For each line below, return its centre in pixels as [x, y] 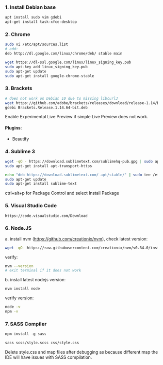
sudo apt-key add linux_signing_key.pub [47, 67]
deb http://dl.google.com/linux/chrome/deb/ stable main [64, 54]
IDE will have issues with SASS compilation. [49, 357]
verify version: [19, 298]
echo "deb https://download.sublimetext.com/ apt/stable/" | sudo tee [78, 175]
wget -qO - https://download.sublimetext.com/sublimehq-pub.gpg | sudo [79, 161]
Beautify [20, 139]
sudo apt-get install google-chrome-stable [50, 76]
